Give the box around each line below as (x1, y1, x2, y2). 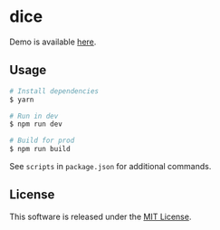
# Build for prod (9, 136, 75, 146)
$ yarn (9, 95, 34, 104)
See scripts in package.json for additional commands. (9, 161, 212, 171)
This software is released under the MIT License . (9, 211, 192, 222)
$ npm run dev (9, 120, 63, 129)
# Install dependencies (9, 86, 100, 96)
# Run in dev (9, 111, 59, 120)
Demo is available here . (9, 36, 97, 47)
